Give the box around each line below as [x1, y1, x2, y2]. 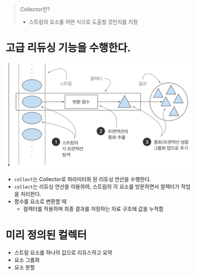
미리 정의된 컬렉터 [5, 228, 87, 242]
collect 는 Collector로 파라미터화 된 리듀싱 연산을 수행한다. [14, 176, 151, 183]
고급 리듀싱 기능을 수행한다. [5, 41, 131, 55]
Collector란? [20, 6, 50, 12]
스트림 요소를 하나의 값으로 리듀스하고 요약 [14, 249, 113, 256]
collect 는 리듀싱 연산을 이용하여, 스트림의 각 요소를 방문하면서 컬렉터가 [14, 183, 180, 190]
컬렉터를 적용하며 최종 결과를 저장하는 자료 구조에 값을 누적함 [22, 206, 164, 213]
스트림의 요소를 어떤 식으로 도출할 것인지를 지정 [28, 18, 138, 25]
